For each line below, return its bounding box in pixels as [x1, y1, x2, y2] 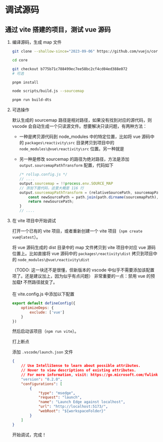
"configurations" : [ [21, 381, 63, 386]
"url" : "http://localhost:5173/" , [38, 404, 108, 409]
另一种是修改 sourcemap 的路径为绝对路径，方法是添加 [19, 156, 130, 162]
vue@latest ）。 [12, 234, 41, 240]
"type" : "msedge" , [38, 390, 76, 395]
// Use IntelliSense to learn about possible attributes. [21, 364, 141, 368]
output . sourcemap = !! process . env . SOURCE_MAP [19, 181, 113, 186]
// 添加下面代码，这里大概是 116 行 [19, 186, 84, 191]
